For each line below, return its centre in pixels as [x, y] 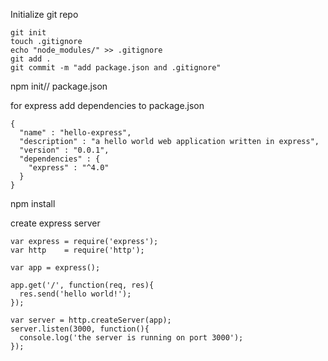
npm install [33, 203]
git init [28, 33]
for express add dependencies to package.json [107, 105]
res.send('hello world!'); [75, 294]
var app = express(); [55, 268]
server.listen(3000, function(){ [80, 329]
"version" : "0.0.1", [64, 150]
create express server [55, 223]
